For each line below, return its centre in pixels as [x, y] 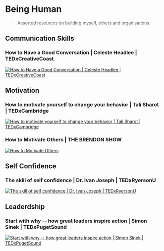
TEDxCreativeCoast [29, 59]
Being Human [33, 9]
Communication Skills [40, 38]
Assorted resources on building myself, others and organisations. [84, 23]
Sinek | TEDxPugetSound [36, 227]
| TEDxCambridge [27, 111]
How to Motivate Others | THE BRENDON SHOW [63, 140]
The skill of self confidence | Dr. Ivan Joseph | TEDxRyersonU [81, 180]
